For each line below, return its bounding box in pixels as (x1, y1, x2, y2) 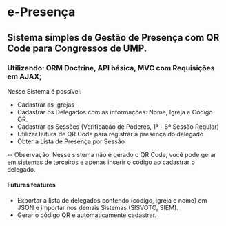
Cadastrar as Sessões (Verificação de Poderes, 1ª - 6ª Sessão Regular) (17, 122, 219, 131)
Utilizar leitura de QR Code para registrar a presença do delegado (17, 130, 204, 138)
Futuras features (7, 181, 56, 189)
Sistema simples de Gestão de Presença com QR (7, 32, 220, 43)
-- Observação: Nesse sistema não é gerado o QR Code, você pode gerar (7, 150, 217, 158)
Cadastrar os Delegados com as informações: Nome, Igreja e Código (17, 107, 213, 116)
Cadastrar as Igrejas (17, 101, 75, 109)
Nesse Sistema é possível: (7, 87, 82, 95)
